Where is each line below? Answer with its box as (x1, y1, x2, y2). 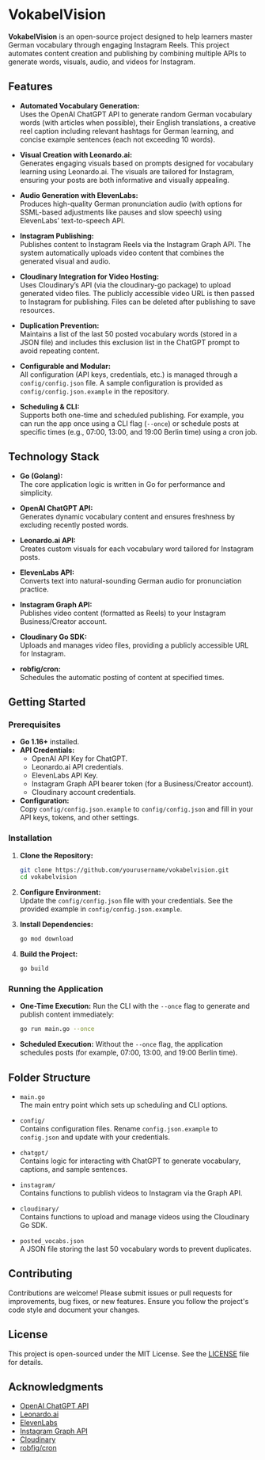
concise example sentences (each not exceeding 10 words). (19, 135, 216, 144)
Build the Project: (19, 949, 78, 959)
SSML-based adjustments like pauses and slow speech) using (19, 207, 222, 217)
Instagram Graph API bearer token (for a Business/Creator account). (31, 779, 254, 789)
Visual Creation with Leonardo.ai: (19, 150, 133, 159)
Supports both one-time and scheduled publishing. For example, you (19, 410, 244, 420)
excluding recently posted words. (19, 520, 129, 530)
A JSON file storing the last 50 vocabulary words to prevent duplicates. (19, 1245, 252, 1254)
